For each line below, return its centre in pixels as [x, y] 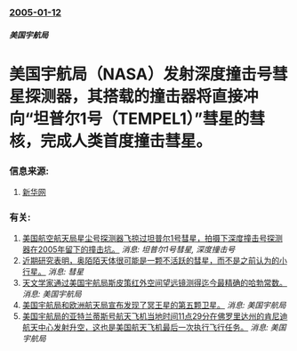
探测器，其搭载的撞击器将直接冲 [142, 96]
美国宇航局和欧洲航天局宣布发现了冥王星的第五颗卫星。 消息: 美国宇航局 [154, 306]
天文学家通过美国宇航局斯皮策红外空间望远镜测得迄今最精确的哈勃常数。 [154, 283]
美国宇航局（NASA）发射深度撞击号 [141, 74]
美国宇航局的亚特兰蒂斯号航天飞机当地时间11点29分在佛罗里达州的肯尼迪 [155, 316]
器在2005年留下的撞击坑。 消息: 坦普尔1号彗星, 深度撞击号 [128, 249]
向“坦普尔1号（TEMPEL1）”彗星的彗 [137, 118]
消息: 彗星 [66, 272]
